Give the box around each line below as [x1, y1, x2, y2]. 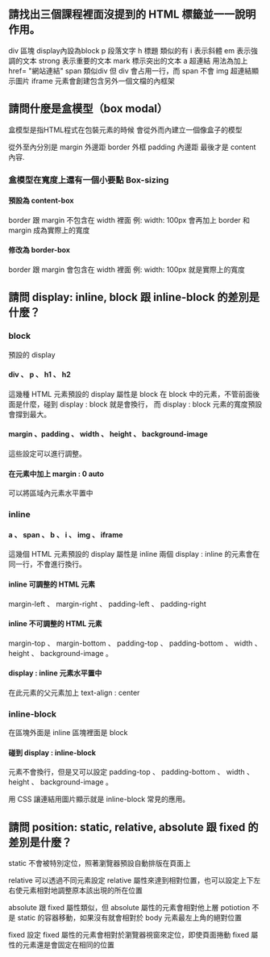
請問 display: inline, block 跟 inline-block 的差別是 [8, 290, 260, 304]
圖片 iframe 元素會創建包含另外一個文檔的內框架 [15, 76, 176, 86]
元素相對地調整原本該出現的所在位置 [22, 886, 143, 896]
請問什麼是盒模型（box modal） [8, 102, 168, 115]
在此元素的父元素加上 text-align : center [8, 687, 140, 697]
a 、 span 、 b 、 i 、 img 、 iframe [8, 529, 123, 539]
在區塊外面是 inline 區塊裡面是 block [8, 728, 128, 738]
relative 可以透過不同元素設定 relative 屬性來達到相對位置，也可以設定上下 [8, 876, 254, 885]
